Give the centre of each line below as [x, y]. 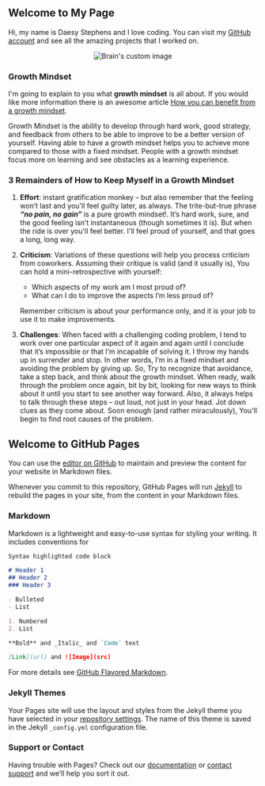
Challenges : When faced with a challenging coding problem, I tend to [133, 335]
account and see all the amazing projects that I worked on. [104, 40]
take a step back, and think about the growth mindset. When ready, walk [138, 377]
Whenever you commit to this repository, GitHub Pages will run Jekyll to [125, 487]
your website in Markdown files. [60, 472]
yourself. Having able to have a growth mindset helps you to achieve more [129, 143]
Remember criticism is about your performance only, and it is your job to [137, 311]
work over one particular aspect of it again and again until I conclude [132, 343]
